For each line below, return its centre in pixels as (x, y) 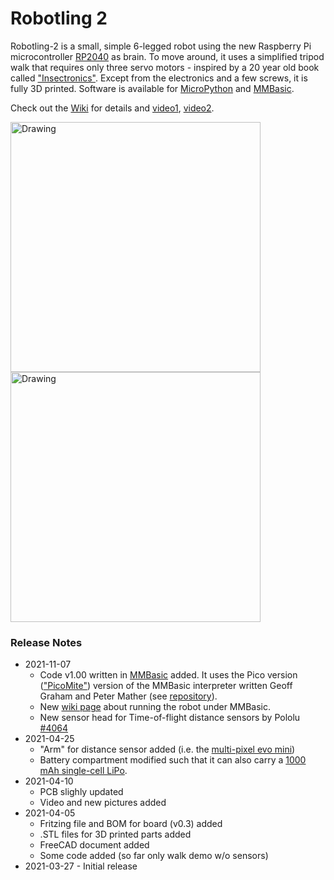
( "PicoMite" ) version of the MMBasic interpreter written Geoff (166, 686)
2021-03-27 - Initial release (81, 866)
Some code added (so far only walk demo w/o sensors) (154, 856)
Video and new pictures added (103, 803)
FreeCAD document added (94, 845)
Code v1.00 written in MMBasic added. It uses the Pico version (168, 675)
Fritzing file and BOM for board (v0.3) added (131, 824)
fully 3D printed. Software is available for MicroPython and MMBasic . (152, 88)
